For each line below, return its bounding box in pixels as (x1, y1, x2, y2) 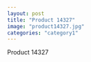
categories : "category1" (7, 29, 79, 37)
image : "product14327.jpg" (7, 23, 85, 30)
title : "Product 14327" (7, 17, 76, 23)
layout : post (7, 10, 45, 17)
